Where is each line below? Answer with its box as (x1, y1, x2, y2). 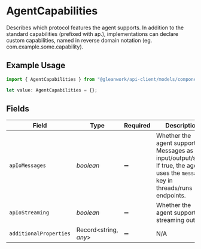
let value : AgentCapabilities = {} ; (6, 87, 98, 93)
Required (124, 122, 151, 130)
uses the (156, 169, 181, 177)
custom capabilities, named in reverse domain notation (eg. (6, 37, 153, 44)
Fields (6, 104, 30, 114)
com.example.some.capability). (6, 43, 84, 50)
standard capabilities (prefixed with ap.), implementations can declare (6, 30, 178, 37)
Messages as (156, 147, 193, 155)
